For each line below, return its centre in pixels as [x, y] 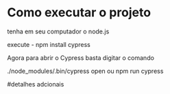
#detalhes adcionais [36, 84]
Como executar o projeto [79, 13]
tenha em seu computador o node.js [58, 31]
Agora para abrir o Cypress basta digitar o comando [81, 58]
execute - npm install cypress [49, 44]
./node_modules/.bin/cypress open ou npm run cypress [85, 71]
